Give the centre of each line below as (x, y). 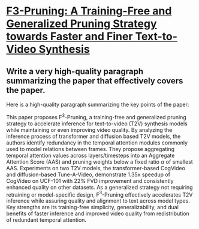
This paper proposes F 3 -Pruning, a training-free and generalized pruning (97, 117)
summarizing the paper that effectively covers (95, 81)
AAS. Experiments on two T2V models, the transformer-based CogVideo (96, 168)
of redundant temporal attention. (46, 220)
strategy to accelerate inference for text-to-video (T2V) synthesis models (97, 123)
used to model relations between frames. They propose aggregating (91, 149)
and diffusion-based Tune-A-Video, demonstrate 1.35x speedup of (88, 174)
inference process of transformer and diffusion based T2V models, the (94, 136)
